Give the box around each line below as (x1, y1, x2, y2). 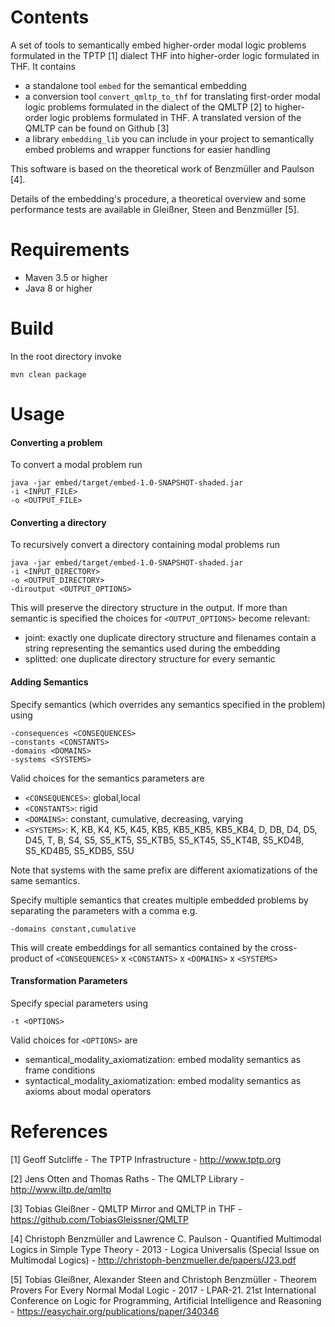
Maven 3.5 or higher (24, 271, 109, 283)
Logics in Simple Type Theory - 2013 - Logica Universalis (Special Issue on (10, 1243, 320, 1255)
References (10, 1121, 108, 1143)
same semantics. (10, 874, 80, 886)
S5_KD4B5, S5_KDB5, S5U (24, 844, 135, 856)
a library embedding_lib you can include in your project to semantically (24, 132, 315, 145)
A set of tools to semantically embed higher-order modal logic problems (10, 39, 307, 51)
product (10, 952, 43, 964)
